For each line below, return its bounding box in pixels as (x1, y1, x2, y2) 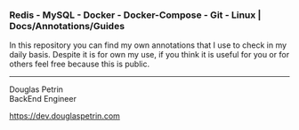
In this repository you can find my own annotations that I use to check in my (9, 40, 287, 50)
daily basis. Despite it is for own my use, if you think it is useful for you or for (9, 50, 290, 60)
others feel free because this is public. (9, 58, 149, 70)
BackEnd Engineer (9, 94, 77, 104)
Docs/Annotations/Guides (9, 19, 125, 32)
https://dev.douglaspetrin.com (9, 111, 120, 121)
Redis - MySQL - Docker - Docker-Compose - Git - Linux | (9, 9, 262, 21)
